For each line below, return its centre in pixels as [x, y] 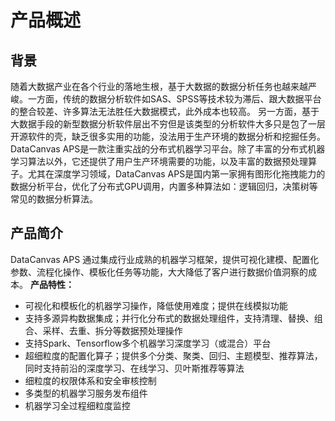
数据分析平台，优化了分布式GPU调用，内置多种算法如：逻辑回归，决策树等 [164, 186]
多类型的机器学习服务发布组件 [86, 393]
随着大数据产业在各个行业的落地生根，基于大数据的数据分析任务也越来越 [159, 86]
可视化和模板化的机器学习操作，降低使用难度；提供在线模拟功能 [156, 305]
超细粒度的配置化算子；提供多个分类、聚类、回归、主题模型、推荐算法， [173, 355]
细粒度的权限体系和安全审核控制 [90, 380]
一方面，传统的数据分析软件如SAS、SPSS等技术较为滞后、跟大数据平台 [174, 99]
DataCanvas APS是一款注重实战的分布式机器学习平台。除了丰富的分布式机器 [168, 149]
